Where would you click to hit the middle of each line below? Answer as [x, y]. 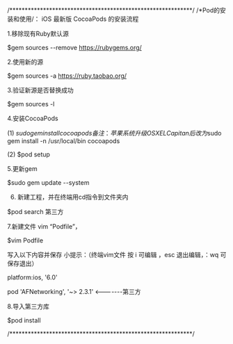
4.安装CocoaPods [33, 118]
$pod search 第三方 [35, 212]
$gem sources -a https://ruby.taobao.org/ [67, 76]
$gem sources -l [31, 104]
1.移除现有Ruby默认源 [38, 34]
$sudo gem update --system [48, 182]
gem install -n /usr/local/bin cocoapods [64, 141]
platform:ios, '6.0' [32, 277]
